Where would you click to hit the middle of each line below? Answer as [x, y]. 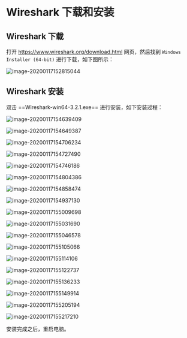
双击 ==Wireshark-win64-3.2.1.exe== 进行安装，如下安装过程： [85, 107]
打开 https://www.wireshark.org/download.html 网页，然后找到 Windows [94, 52]
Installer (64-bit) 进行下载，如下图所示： [60, 59]
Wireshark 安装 [35, 91]
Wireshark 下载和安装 [61, 12]
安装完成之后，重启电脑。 [38, 329]
